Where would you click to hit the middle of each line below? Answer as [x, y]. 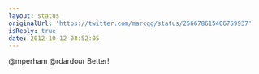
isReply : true [32, 31]
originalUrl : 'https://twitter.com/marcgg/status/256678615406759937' [130, 23]
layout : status [34, 16]
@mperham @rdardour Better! [59, 61]
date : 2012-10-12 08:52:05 [54, 38]
